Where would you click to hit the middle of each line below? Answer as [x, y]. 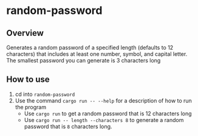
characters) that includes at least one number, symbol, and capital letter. [97, 54]
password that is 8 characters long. [68, 126]
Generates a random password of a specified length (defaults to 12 [90, 47]
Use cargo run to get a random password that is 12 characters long [108, 114]
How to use [28, 80]
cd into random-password [45, 94]
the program [31, 107]
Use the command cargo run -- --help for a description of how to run [104, 100]
